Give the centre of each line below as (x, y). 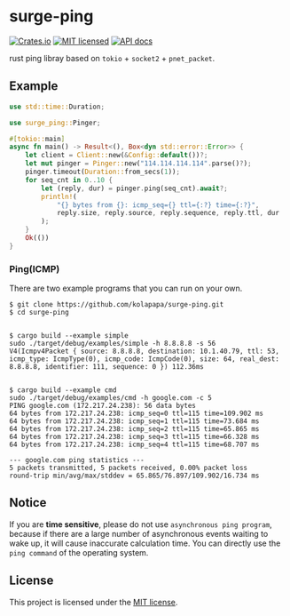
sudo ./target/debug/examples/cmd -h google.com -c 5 (111, 398)
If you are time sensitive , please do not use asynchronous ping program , (141, 524)
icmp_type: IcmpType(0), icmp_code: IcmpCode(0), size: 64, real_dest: (144, 359)
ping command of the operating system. (79, 552)
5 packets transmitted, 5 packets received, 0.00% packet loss (129, 468)
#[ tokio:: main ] (37, 139)
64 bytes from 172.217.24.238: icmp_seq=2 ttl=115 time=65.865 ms (134, 429)
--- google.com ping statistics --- (77, 460)
